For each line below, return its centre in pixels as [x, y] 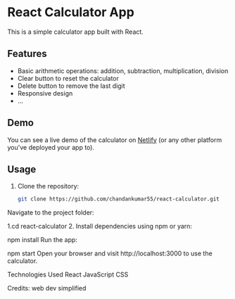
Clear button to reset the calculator [68, 78]
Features [27, 54]
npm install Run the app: [42, 240]
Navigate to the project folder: [51, 212]
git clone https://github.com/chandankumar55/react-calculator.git [118, 199]
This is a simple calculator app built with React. [76, 32]
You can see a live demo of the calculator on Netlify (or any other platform [115, 140]
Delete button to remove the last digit [71, 86]
